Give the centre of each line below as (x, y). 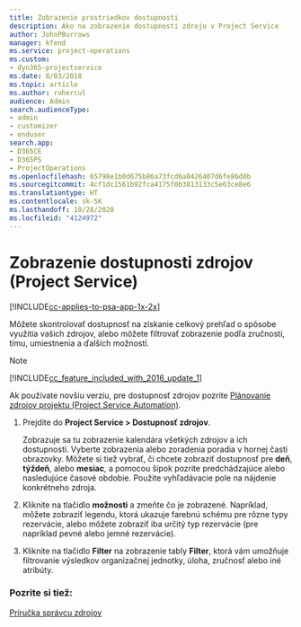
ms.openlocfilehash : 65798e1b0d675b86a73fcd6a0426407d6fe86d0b (130, 176)
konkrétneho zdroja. (59, 487)
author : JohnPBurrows (50, 34)
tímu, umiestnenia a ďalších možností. (80, 343)
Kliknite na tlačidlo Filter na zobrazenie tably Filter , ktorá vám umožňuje (155, 551)
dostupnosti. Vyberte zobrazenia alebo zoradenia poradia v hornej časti (155, 449)
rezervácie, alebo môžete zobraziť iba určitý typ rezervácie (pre (140, 524)
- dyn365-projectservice (56, 68)
